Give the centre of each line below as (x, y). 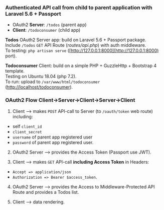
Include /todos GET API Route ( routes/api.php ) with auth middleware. (76, 45)
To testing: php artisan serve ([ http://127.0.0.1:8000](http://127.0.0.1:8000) (82, 51)
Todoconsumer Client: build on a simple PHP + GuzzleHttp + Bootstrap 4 (81, 66)
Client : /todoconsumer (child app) (46, 30)
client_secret (27, 132)
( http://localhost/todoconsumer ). (39, 87)
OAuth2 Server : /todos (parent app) (49, 25)
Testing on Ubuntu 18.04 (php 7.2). (41, 77)
